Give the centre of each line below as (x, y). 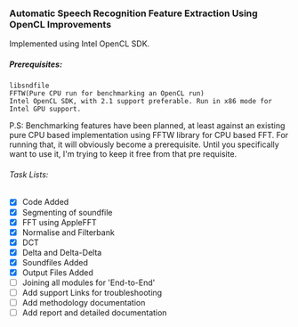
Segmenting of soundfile (67, 212)
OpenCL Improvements (60, 24)
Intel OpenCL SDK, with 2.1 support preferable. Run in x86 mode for (141, 102)
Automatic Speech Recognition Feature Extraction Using (133, 13)
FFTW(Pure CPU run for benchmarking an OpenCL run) (107, 94)
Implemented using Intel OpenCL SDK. (80, 44)
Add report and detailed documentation (94, 313)
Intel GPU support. (45, 110)
